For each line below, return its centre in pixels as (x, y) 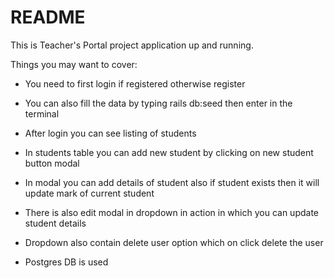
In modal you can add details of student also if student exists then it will (172, 182)
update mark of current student (89, 193)
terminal (42, 113)
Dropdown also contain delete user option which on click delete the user (174, 242)
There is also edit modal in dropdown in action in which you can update (171, 212)
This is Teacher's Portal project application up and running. (132, 45)
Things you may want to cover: (74, 64)
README (48, 17)
